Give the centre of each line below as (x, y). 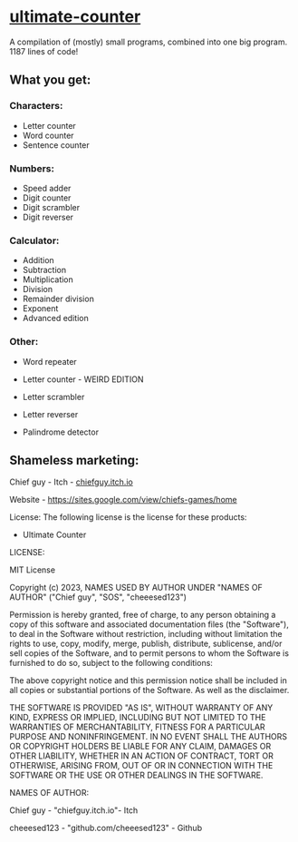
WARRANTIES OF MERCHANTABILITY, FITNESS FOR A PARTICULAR (137, 727)
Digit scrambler (51, 207)
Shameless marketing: (74, 460)
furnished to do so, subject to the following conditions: (111, 663)
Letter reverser (50, 414)
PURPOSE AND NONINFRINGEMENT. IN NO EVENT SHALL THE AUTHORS (149, 737)
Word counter (48, 135)
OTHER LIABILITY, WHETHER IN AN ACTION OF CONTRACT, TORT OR (141, 756)
